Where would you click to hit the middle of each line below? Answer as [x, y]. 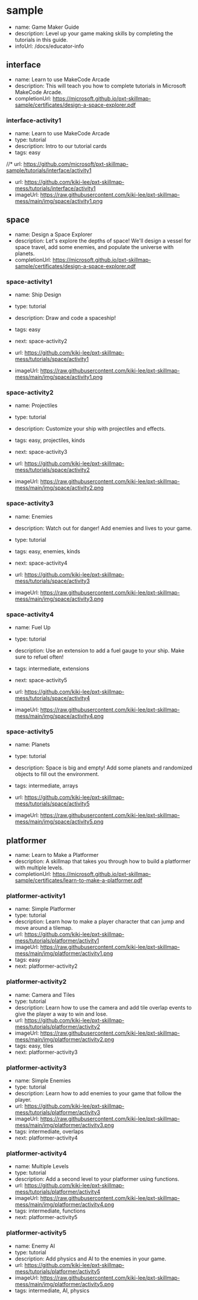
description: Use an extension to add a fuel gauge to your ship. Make [100, 651]
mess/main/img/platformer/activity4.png [64, 1205]
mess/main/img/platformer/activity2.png [64, 1039]
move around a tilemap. [44, 928]
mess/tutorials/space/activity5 [52, 804]
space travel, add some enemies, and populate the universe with [94, 247]
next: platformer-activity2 [46, 966]
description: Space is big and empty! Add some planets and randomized [103, 768]
